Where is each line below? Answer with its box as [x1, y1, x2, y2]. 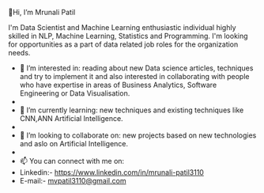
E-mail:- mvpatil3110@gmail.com [19, 176, 126, 185]
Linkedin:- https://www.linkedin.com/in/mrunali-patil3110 [19, 168, 204, 177]
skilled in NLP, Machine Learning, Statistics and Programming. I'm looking [8, 32, 248, 40]
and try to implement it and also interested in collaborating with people [19, 72, 250, 81]
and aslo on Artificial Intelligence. [19, 139, 129, 148]
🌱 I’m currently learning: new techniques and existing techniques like [19, 105, 244, 115]
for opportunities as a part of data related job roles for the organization [8, 40, 239, 49]
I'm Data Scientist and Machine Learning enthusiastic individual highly [8, 23, 236, 32]
